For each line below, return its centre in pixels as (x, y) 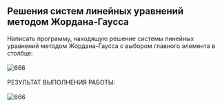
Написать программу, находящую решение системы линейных (101, 38)
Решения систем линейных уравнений (95, 11)
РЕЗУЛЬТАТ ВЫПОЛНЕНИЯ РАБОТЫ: (61, 82)
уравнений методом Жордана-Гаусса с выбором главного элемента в (111, 46)
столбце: (20, 53)
